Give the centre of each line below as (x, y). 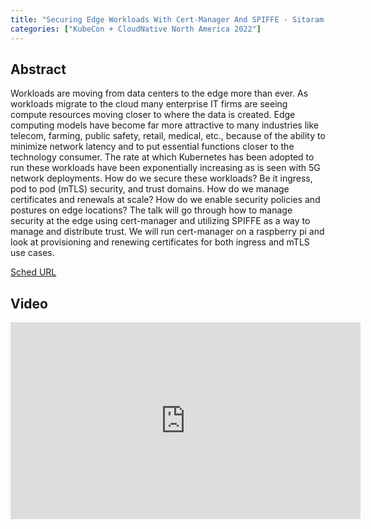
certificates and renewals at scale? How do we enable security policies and (165, 200)
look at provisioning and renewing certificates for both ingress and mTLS (160, 242)
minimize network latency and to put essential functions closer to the (152, 147)
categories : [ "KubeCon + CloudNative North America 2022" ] (136, 29)
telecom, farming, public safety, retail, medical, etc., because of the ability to (168, 136)
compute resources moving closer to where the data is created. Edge (153, 115)
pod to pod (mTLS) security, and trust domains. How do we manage (150, 189)
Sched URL (33, 272)
